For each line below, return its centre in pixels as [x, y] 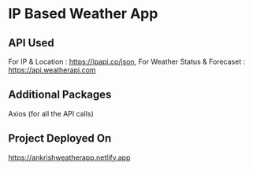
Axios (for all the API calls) [51, 113]
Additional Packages [60, 95]
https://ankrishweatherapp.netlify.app [69, 157]
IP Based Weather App [83, 14]
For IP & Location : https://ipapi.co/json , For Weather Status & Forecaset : [127, 61]
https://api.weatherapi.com [52, 70]
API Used [32, 43]
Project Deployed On [60, 139]
